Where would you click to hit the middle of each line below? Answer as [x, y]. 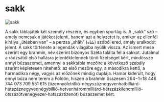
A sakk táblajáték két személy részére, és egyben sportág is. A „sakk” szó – [81, 31]
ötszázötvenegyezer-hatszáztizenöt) [42, 94]
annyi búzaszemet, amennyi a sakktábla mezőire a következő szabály [75, 63]
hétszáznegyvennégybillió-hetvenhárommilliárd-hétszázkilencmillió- [74, 89]
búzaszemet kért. [98, 94]
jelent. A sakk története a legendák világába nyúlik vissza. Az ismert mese [80, 47]
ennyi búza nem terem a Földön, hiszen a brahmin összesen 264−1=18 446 [81, 78]
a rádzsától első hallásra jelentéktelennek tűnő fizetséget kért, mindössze [79, 57]
